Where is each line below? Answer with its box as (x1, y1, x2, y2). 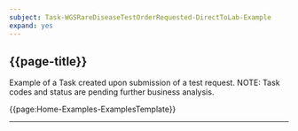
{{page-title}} (9, 54, 88, 69)
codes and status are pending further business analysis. (9, 87, 215, 97)
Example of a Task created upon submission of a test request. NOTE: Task (9, 77, 281, 89)
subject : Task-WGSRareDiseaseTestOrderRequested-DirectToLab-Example (9, 12, 272, 22)
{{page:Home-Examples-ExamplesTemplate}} (9, 104, 176, 115)
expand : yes (9, 21, 53, 30)
